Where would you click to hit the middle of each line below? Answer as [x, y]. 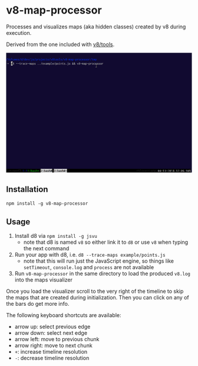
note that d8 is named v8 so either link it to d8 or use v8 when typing [106, 242]
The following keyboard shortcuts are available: [64, 315]
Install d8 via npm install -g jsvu [56, 236]
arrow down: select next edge [51, 333]
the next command [46, 248]
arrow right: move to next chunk [53, 345]
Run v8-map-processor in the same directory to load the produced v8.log [102, 273]
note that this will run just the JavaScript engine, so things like [98, 261]
